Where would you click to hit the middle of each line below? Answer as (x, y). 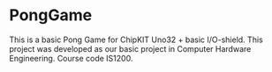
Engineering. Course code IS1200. (71, 58)
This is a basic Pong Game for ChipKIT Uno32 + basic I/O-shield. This (136, 40)
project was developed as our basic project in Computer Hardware (130, 48)
